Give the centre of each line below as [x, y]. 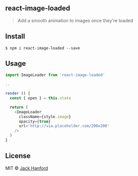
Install [15, 37]
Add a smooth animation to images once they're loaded [75, 20]
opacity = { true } [35, 121]
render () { [18, 94]
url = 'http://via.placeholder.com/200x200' [64, 126]
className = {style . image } [45, 117]
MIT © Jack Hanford [27, 168]
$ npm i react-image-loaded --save [43, 48]
